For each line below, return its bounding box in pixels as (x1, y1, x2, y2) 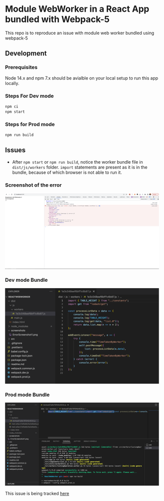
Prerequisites (5, 64, 38, 71)
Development (5, 49, 47, 58)
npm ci (5, 104, 19, 109)
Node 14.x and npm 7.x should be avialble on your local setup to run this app (5, 75, 159, 81)
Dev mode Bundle (5, 277, 48, 284)
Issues (5, 146, 26, 154)
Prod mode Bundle (5, 391, 50, 398)
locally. (5, 80, 20, 86)
